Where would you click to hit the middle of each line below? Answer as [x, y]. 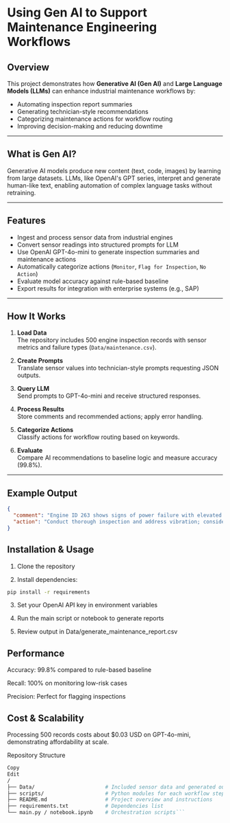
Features [26, 221]
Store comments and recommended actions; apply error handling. [110, 416]
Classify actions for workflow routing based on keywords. [98, 437]
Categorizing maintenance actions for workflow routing [95, 119]
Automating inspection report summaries [75, 104]
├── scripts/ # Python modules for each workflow [108, 793]
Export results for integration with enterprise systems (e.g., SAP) [108, 288]
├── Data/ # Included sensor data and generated [111, 787]
